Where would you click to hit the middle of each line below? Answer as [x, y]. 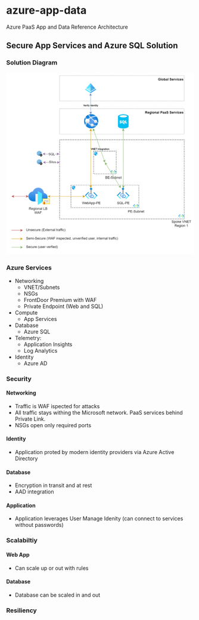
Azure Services [29, 268]
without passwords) [39, 525]
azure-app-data [46, 10]
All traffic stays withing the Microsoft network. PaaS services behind [99, 412]
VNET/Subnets [42, 287]
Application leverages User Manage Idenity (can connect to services [99, 519]
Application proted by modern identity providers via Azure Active [94, 452]
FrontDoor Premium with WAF [60, 300]
